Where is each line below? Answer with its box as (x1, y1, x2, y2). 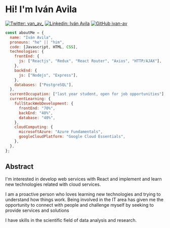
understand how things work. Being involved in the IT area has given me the (5, 197, 163, 203)
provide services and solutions (5, 207, 69, 213)
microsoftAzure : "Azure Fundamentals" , (18, 129, 103, 135)
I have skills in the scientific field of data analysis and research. (5, 217, 137, 223)
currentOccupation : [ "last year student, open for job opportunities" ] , (10, 91, 166, 97)
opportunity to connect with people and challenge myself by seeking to (5, 202, 154, 208)
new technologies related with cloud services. (5, 181, 101, 187)
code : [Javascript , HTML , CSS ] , (10, 44, 78, 49)
